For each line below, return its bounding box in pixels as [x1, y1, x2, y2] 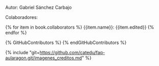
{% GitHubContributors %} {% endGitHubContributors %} [5, 39, 127, 46]
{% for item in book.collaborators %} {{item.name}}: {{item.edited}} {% [5, 24, 154, 30]
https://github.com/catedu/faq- [39, 50, 105, 55]
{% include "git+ [5, 50, 40, 55]
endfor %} [5, 30, 27, 35]
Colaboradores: [5, 14, 38, 20]
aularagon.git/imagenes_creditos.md [5, 55, 83, 61]
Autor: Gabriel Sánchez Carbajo [5, 5, 72, 10]
